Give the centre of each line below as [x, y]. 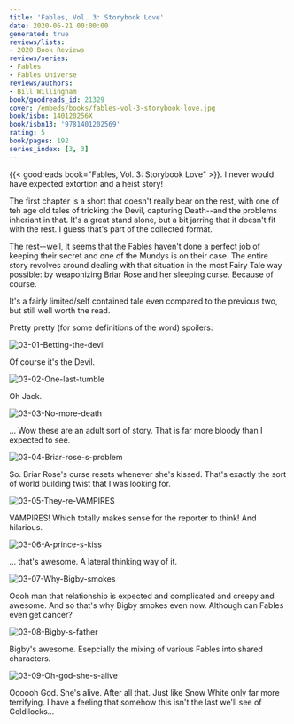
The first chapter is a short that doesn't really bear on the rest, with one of [144, 201]
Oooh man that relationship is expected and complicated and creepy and [142, 596]
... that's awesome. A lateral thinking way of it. [93, 561]
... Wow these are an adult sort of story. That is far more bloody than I [136, 430]
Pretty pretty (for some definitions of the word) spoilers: [111, 327]
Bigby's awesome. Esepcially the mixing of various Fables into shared [136, 649]
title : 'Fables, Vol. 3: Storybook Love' [87, 17]
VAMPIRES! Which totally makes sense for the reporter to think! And [133, 518]
